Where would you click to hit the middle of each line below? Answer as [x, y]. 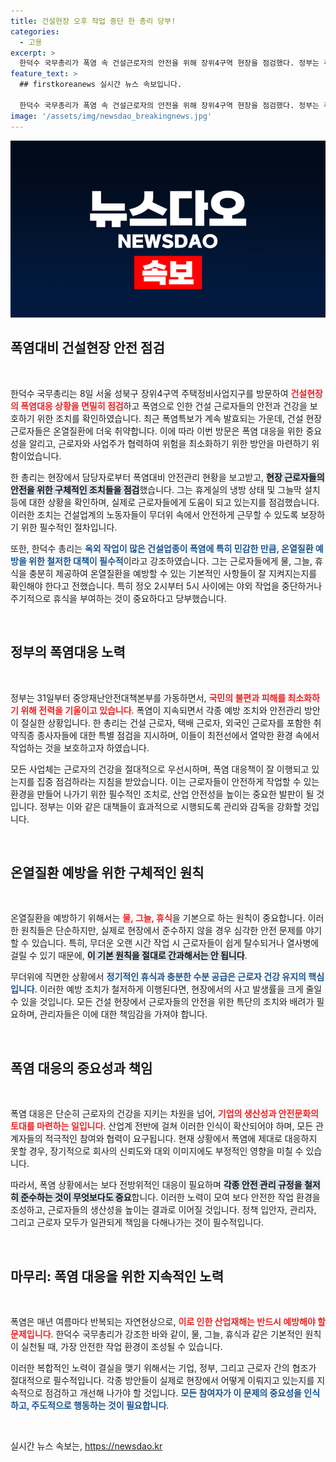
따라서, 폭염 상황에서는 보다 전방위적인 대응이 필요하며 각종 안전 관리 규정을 [156, 1185]
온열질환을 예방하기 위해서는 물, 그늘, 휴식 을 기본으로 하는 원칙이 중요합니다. [158, 918]
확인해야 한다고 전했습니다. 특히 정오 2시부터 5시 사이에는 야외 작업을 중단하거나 [166, 586]
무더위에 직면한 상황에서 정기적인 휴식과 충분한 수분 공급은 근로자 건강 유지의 [158, 977]
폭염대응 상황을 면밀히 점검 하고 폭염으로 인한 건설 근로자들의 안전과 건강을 [164, 406]
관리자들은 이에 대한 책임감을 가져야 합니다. [123, 1014]
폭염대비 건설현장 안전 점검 [87, 348]
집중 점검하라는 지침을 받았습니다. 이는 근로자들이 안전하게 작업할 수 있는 [178, 781]
